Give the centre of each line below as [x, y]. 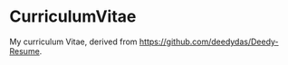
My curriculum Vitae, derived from [73, 42]
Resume [25, 51]
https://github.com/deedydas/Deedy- [209, 42]
